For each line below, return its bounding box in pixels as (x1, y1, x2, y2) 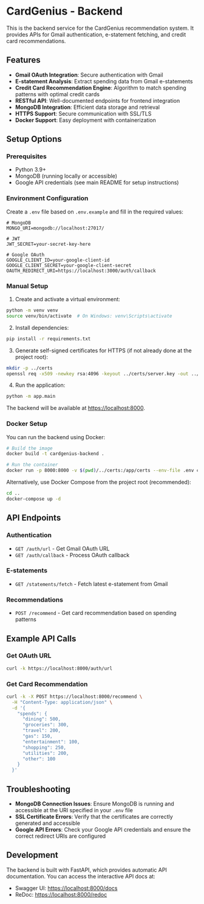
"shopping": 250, (22, 744, 67, 751)
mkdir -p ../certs (6, 365, 53, 371)
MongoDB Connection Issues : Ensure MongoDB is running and (15, 800, 174, 807)
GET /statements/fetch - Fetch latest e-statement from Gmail (15, 580, 168, 588)
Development (6, 850, 59, 860)
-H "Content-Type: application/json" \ (12, 699, 113, 705)
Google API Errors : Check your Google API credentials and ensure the (15, 826, 191, 833)
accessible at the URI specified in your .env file (15, 807, 134, 814)
